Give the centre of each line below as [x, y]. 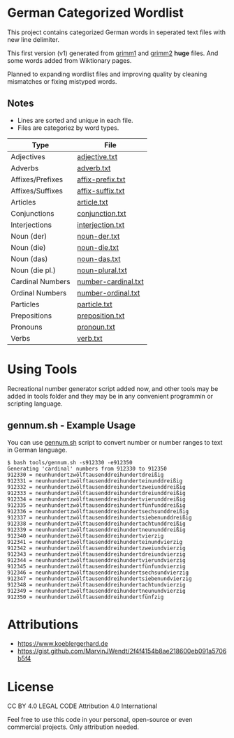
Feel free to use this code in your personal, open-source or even [100, 720]
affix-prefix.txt [101, 179]
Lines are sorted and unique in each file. [75, 120]
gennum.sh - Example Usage [72, 426]
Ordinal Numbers [39, 293]
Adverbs [25, 168]
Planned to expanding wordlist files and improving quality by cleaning [107, 74]
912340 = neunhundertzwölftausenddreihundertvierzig [86, 536]
